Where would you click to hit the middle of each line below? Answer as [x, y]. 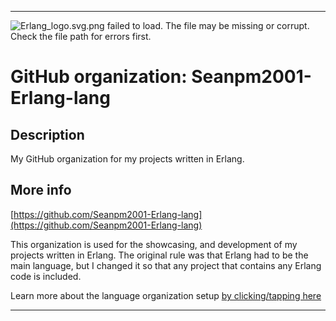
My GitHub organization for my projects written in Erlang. [127, 159]
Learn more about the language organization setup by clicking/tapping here [166, 295]
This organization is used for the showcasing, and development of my [154, 244]
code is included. [46, 276]
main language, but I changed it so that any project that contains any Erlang [166, 265]
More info [41, 190]
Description [47, 134]
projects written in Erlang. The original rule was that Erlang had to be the [159, 255]
